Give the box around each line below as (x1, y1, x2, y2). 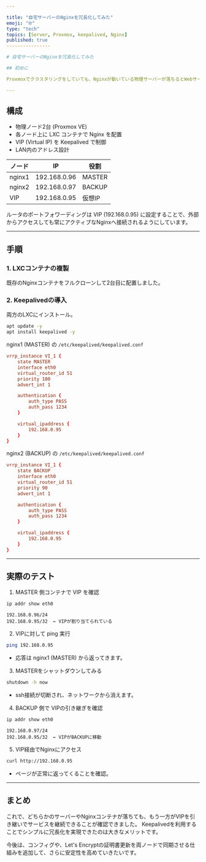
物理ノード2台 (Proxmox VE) (15, 123, 88, 131)
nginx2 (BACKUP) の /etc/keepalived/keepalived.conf (6, 450, 145, 457)
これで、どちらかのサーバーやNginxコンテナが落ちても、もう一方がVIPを (6, 812, 190, 820)
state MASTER (17, 359, 51, 365)
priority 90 (17, 485, 48, 491)
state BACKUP (17, 468, 51, 474)
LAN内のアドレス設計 (15, 146, 69, 153)
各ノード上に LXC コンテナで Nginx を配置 (15, 131, 123, 138)
